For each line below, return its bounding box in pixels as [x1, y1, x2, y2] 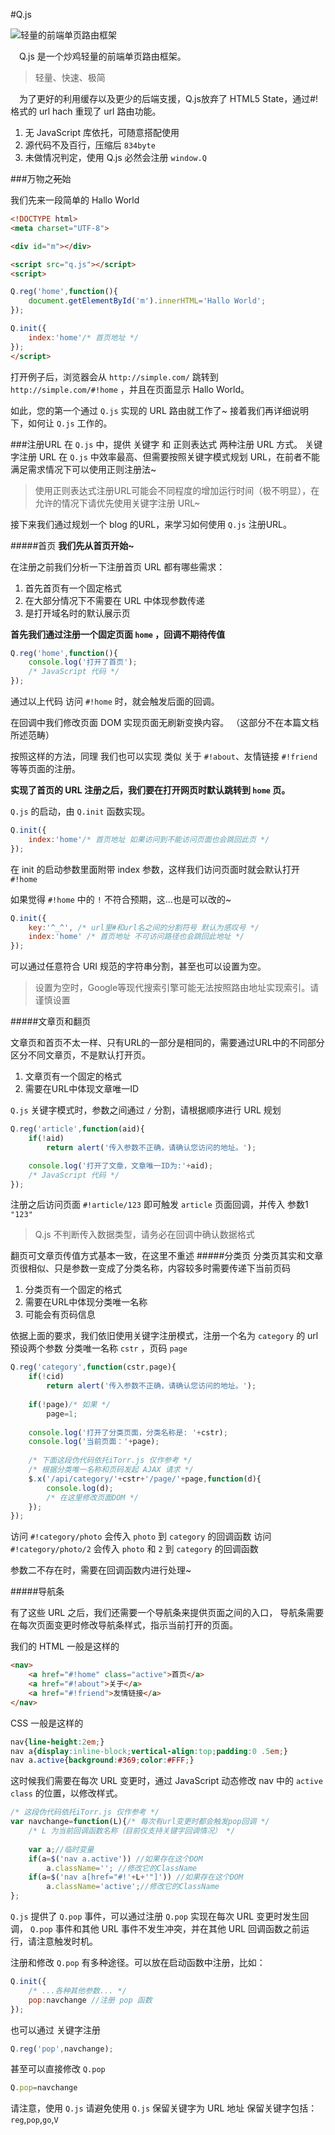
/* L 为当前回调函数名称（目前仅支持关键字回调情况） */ [28, 1826, 236, 1836]
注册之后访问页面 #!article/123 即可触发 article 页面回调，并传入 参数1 [10, 1199, 309, 1211]
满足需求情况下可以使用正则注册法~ [10, 463, 157, 475]
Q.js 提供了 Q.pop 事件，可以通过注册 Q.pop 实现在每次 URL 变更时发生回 [10, 1910, 310, 1922]
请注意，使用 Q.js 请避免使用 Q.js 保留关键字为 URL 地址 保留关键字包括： [10, 2102, 318, 2114]
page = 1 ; [46, 1409, 78, 1419]
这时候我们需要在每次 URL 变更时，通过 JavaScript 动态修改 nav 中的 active [10, 1775, 323, 1787]
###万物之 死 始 [10, 173, 72, 184]
